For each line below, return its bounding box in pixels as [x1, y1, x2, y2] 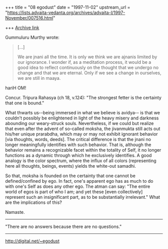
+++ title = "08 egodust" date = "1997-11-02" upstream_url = [5, 5, 130, 10]
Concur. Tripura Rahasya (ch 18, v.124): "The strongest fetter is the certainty [5, 95, 161, 100]
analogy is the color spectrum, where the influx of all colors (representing [5, 158, 156, 164]
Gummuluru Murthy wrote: [5, 35, 60, 40]
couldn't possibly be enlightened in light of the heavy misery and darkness [5, 115, 159, 121]
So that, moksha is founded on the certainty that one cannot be [5, 173, 136, 179]
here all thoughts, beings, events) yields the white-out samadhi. [5, 163, 136, 169]
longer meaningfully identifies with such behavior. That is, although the [5, 142, 151, 148]
